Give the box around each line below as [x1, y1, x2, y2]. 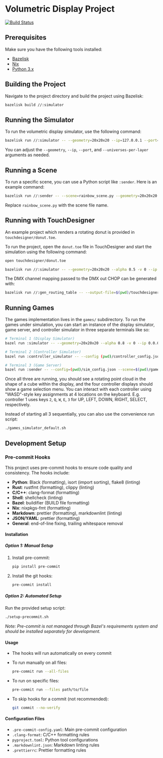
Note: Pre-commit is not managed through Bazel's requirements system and [5, 623, 158, 629]
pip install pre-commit [12, 564, 61, 569]
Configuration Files [5, 716, 45, 722]
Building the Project [5, 80, 66, 88]
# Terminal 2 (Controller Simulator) [5, 349, 81, 355]
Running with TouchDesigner [5, 216, 95, 225]
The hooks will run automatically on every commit [12, 650, 112, 656]
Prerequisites [5, 33, 47, 42]
